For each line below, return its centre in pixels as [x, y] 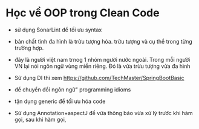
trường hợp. [29, 48]
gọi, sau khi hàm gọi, [40, 119]
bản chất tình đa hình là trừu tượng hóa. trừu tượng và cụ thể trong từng [103, 41]
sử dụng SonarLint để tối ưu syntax [58, 30]
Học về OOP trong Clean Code [83, 13]
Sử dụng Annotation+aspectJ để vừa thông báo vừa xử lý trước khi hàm [103, 113]
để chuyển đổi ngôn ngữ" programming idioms [73, 89]
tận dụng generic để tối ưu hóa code [60, 101]
